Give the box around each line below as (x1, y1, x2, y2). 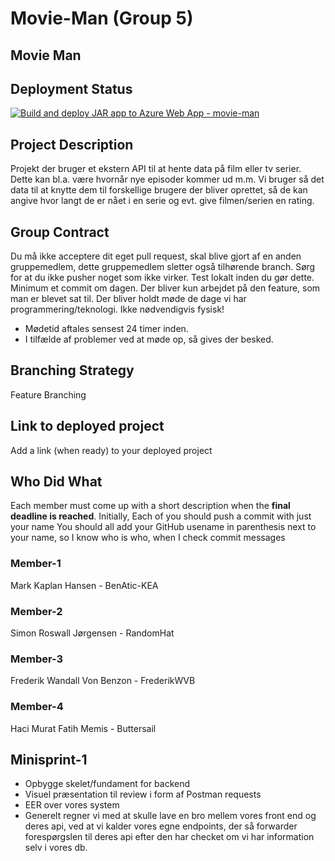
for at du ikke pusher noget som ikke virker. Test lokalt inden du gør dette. (10, 272, 315, 284)
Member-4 (10, 700, 64, 714)
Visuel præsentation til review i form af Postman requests (24, 788, 262, 801)
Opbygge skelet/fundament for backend (24, 778, 191, 790)
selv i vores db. (24, 842, 88, 854)
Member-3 (10, 652, 64, 666)
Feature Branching (10, 388, 87, 401)
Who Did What (10, 473, 103, 491)
